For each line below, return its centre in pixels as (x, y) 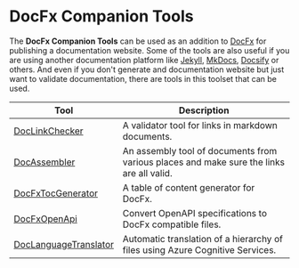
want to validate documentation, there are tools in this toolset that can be (143, 78)
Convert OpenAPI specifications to (195, 213)
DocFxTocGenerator (56, 193)
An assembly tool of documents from (200, 150)
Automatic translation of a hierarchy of (202, 239)
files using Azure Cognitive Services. (199, 249)
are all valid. (147, 173)
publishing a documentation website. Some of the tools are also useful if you (149, 50)
